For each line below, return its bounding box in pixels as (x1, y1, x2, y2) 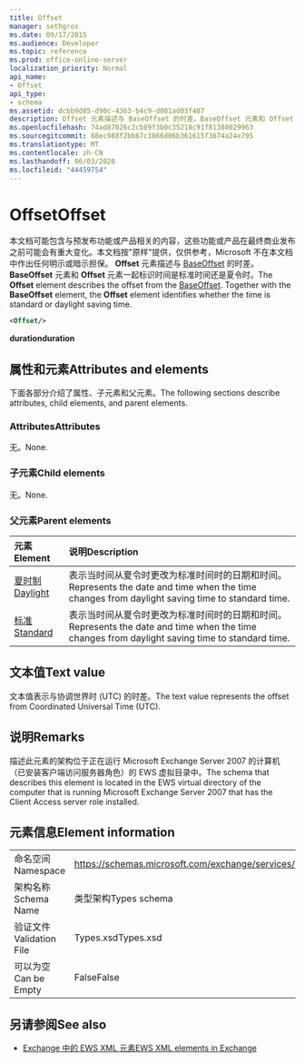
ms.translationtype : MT (9, 140, 100, 149)
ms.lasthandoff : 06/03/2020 (9, 156, 116, 166)
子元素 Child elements (9, 467, 106, 479)
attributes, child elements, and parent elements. (9, 398, 188, 408)
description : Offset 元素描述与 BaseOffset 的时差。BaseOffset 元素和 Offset (9, 114, 294, 123)
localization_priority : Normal (9, 64, 128, 74)
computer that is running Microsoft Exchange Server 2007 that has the (9, 786, 273, 797)
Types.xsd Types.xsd (74, 931, 162, 944)
